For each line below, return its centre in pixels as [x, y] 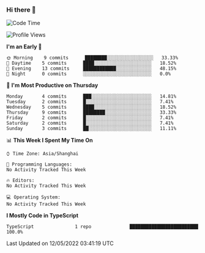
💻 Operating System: [34, 197]
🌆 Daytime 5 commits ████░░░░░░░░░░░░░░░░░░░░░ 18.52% [91, 64]
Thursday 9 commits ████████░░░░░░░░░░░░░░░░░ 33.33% [91, 112]
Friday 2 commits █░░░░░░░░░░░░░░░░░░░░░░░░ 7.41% [90, 118]
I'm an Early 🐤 [24, 47]
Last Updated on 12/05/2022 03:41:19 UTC [60, 243]
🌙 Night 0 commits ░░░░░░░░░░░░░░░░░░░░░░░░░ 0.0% [89, 74]
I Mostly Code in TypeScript [42, 216]
